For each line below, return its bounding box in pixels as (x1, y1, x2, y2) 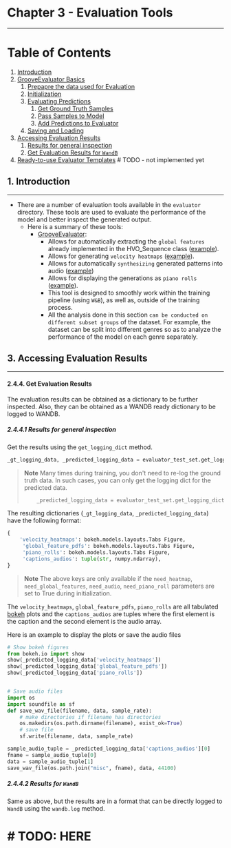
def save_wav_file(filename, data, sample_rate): (7, 707, 153, 714)
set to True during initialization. (23, 589, 112, 598)
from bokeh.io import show (7, 650, 85, 657)
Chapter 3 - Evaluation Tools (7, 5, 173, 21)
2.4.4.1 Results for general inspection (7, 426, 117, 434)
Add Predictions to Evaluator (37, 119, 119, 127)
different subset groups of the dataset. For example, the (47, 317, 211, 326)
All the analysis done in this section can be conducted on (47, 310, 208, 319)
